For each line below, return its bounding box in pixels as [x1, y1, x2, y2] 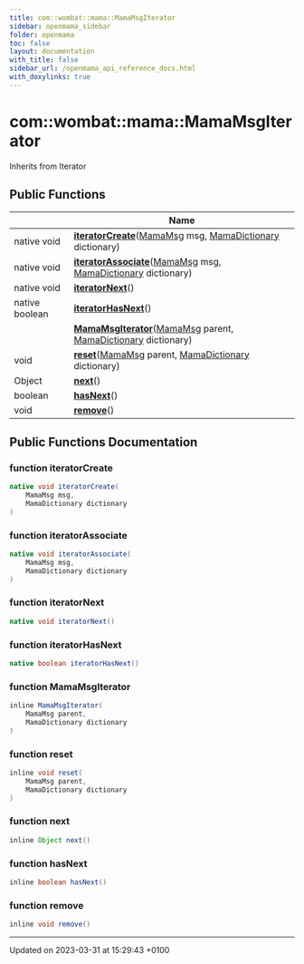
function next [9, 815, 71, 828]
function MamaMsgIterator [9, 680, 131, 693]
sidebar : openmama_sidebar [9, 22, 111, 31]
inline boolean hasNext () [9, 877, 107, 887]
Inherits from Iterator [9, 161, 87, 171]
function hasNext [9, 857, 88, 870]
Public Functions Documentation [9, 434, 198, 450]
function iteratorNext [9, 596, 105, 609]
